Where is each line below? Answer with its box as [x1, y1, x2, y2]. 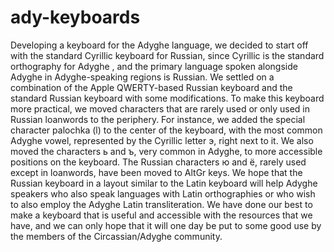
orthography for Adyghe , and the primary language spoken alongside [10, 60, 298, 72]
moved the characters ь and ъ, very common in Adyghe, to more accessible [10, 145, 323, 157]
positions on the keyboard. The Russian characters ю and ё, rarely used [10, 156, 307, 168]
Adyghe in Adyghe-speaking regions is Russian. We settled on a [10, 71, 275, 83]
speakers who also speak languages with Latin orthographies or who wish [10, 187, 316, 200]
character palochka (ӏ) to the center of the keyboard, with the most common [10, 124, 323, 136]
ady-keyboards [10, 6, 141, 29]
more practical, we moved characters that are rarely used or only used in [10, 102, 310, 115]
